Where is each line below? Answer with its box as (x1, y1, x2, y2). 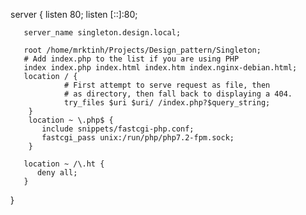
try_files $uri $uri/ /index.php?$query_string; (63, 98, 271, 108)
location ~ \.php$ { (28, 115, 114, 125)
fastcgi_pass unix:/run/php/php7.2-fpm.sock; (41, 133, 235, 143)
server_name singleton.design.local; (23, 28, 182, 38)
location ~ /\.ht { (23, 159, 105, 169)
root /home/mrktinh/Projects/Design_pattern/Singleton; (23, 45, 262, 55)
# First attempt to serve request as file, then (63, 80, 271, 90)
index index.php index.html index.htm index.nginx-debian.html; (23, 63, 298, 73)
